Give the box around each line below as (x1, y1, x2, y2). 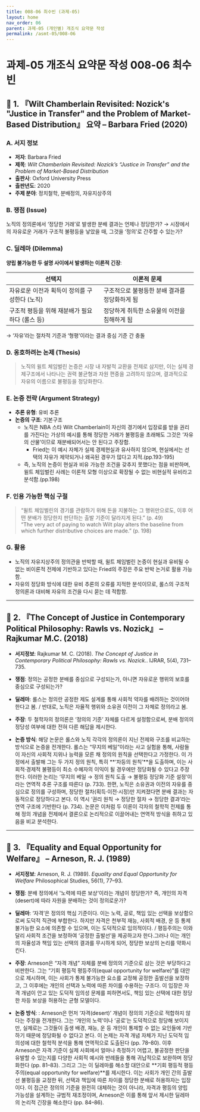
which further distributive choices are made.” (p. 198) (20, 527, 152, 534)
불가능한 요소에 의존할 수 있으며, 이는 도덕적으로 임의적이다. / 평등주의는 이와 (14, 925, 193, 932)
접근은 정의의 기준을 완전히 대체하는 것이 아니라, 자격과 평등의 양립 (33, 1084, 188, 1091)
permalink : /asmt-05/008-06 (6, 31, 76, 37)
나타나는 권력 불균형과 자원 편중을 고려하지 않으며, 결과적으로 (46, 370, 188, 377)
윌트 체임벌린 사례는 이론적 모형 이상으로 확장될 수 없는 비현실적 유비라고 (23, 469, 192, 476)
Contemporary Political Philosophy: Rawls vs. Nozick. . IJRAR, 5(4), (14, 656, 179, 664)
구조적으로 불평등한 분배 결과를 (103, 286, 186, 295)
